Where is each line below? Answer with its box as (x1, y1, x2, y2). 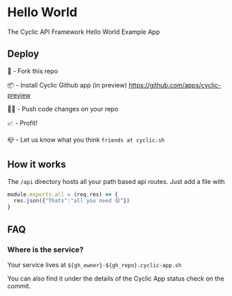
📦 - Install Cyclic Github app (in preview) (7, 80, 128, 89)
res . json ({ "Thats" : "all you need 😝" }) (13, 197, 130, 204)
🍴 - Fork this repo (7, 66, 59, 75)
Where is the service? (7, 245, 84, 254)
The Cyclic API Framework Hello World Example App (7, 27, 160, 36)
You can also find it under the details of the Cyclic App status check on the (7, 274, 224, 283)
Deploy (7, 48, 39, 60)
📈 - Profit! (7, 118, 37, 127)
